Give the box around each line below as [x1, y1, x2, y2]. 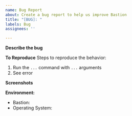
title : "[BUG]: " [5, 17, 42, 22]
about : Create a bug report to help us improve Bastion [5, 12, 127, 17]
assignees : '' [5, 26, 36, 32]
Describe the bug [5, 45, 43, 51]
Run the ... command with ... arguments [12, 65, 102, 71]
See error [12, 70, 33, 76]
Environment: [5, 90, 35, 96]
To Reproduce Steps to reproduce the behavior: [5, 54, 106, 61]
